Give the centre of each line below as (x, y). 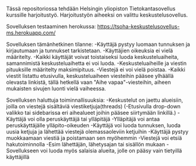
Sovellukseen (23, 151)
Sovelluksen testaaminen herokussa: (51, 26)
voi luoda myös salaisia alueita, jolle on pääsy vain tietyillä (111, 151)
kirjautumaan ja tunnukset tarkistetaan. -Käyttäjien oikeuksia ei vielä (90, 51)
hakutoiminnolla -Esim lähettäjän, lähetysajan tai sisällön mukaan (86, 144)
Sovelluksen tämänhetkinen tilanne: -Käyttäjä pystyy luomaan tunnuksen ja (98, 44)
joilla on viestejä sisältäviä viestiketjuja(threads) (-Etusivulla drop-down (93, 106)
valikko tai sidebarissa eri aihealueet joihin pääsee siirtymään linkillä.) (91, 113)
